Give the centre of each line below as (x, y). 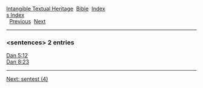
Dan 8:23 (18, 62)
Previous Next (27, 21)
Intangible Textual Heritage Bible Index (56, 9)
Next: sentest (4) (27, 79)
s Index (15, 15)
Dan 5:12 (17, 56)
